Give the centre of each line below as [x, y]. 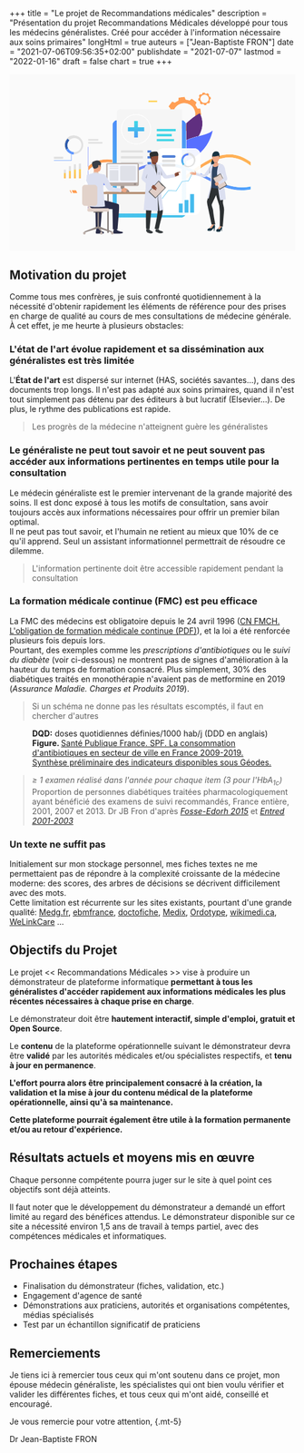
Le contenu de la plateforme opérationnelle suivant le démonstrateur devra [150, 1046]
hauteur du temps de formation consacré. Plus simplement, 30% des [138, 669]
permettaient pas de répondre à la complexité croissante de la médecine [145, 873]
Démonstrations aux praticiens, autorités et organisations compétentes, [156, 1305]
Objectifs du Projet [64, 951]
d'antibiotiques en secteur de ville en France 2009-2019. [138, 752]
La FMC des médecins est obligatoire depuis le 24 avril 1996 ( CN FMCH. [145, 621]
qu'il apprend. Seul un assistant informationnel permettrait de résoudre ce [147, 541]
